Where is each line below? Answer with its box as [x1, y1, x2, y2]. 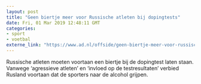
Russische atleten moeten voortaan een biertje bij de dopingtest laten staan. [6, 58, 194, 66]
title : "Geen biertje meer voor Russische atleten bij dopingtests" [6, 14, 181, 20]
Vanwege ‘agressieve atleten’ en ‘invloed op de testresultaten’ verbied [6, 64, 179, 71]
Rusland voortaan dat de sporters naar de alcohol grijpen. [6, 71, 148, 78]
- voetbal [6, 36, 31, 42]
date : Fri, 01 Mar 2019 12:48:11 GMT [6, 20, 100, 26]
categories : [6, 25, 36, 32]
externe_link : [6, 42, 42, 48]
